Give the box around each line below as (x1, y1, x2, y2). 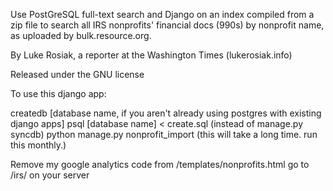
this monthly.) (10, 139, 67, 151)
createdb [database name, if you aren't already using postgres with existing (10, 107, 322, 119)
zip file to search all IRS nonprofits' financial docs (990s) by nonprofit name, (10, 19, 325, 31)
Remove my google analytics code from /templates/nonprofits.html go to (10, 159, 310, 170)
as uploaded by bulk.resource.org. (10, 30, 152, 41)
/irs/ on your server (10, 169, 90, 181)
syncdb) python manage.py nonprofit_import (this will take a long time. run (10, 129, 318, 140)
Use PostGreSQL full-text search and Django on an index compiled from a (10, 9, 315, 20)
